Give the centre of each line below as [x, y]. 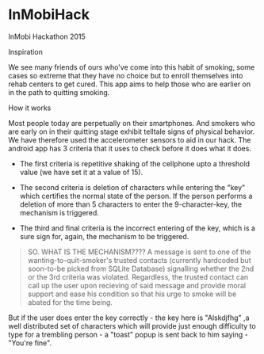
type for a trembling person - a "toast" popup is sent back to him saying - [128, 334]
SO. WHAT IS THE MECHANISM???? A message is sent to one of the [139, 252]
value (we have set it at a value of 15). [81, 172]
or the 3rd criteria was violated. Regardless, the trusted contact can [138, 277]
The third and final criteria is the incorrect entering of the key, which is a [138, 228]
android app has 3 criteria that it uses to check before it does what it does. [130, 148]
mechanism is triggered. [59, 212]
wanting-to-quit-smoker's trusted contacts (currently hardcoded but [139, 260]
